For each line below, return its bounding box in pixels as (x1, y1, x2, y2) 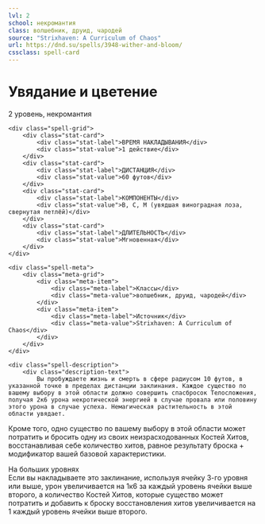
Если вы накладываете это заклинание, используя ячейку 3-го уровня (8, 472, 248, 482)
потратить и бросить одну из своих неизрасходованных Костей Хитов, (8, 432, 249, 441)
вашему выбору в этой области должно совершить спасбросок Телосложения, (8, 389, 258, 397)
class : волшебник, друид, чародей (8, 26, 123, 34)
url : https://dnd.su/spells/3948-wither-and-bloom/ (8, 41, 182, 49)
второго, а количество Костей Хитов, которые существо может (8, 490, 224, 499)
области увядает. (8, 409, 66, 417)
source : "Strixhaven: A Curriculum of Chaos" (8, 33, 161, 42)
